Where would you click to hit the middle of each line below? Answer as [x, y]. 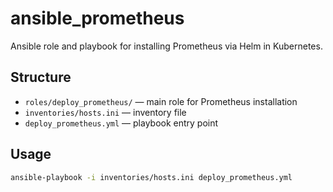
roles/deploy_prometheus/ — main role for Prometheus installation [161, 101]
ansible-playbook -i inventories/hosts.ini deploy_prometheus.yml [151, 177]
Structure [41, 77]
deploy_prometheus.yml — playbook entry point [121, 123]
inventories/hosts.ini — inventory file [105, 112]
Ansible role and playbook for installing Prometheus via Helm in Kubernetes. [166, 46]
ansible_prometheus [97, 18]
